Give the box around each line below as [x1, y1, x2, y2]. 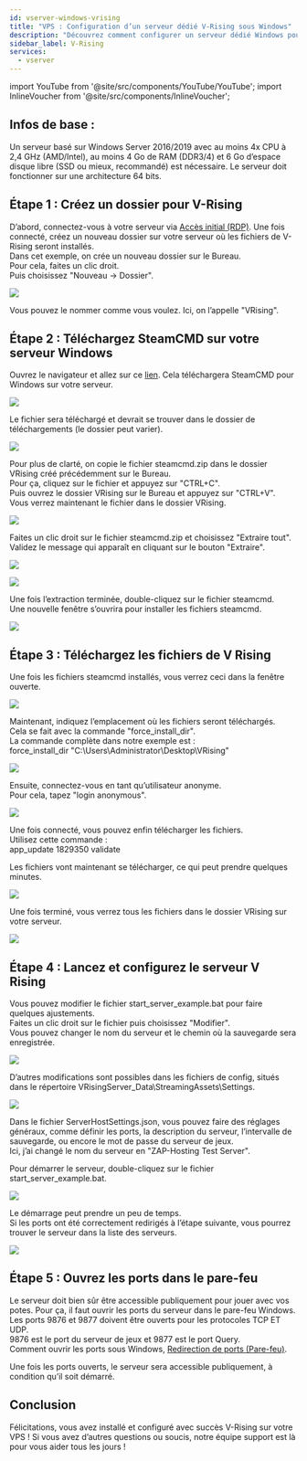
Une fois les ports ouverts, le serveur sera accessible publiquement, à [9, 1360, 273, 1371]
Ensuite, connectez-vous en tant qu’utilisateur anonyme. [9, 780, 222, 791]
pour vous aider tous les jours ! [9, 1441, 126, 1452]
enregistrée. [9, 1037, 55, 1048]
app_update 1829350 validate [9, 844, 121, 855]
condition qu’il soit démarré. [9, 1371, 115, 1382]
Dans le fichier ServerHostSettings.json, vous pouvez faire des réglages [9, 1117, 281, 1128]
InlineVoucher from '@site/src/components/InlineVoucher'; [9, 90, 230, 101]
